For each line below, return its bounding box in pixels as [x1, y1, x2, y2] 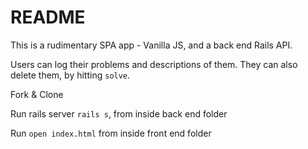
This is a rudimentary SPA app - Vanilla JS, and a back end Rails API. [10, 39, 293, 51]
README [10, 6, 86, 29]
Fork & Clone [10, 88, 64, 100]
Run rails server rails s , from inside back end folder [10, 107, 228, 120]
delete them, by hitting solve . [10, 69, 131, 81]
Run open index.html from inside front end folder [10, 127, 212, 139]
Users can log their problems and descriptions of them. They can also [10, 58, 298, 70]
